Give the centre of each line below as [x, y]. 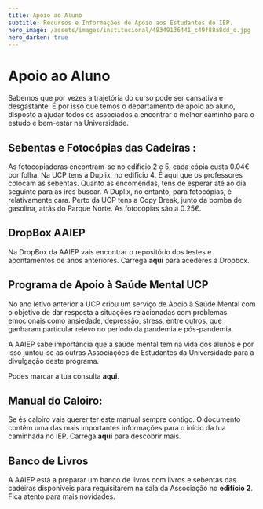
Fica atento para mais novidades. [62, 496]
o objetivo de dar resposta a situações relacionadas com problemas [118, 312]
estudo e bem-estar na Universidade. [69, 123]
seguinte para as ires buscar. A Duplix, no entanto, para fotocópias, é [120, 192]
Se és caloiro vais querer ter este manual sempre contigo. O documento [124, 419]
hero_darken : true [38, 37]
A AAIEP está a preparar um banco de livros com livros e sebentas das [122, 480]
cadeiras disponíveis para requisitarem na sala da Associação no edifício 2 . [130, 489]
